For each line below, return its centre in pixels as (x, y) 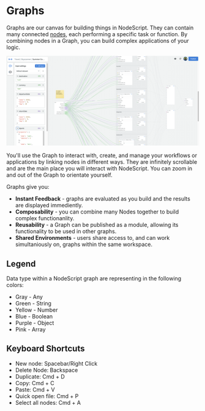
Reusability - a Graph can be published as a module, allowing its (97, 225)
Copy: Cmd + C (35, 383)
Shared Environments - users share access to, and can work (92, 238)
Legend (21, 263)
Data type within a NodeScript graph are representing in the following (94, 278)
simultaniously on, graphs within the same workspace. (84, 244)
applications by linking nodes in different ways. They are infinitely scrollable (102, 162)
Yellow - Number (36, 310)
